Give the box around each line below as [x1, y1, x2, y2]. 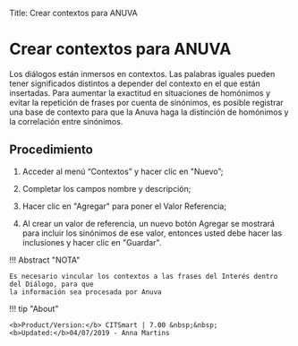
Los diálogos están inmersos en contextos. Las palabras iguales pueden [9, 68, 276, 79]
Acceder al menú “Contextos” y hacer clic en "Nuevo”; [21, 166, 224, 177]
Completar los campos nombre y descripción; [21, 183, 192, 194]
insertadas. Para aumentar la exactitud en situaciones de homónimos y [9, 87, 271, 98]
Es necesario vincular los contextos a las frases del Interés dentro [9, 272, 278, 281]
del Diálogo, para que [9, 280, 94, 289]
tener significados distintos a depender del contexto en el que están [9, 78, 261, 89]
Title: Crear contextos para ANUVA [9, 8, 138, 18]
